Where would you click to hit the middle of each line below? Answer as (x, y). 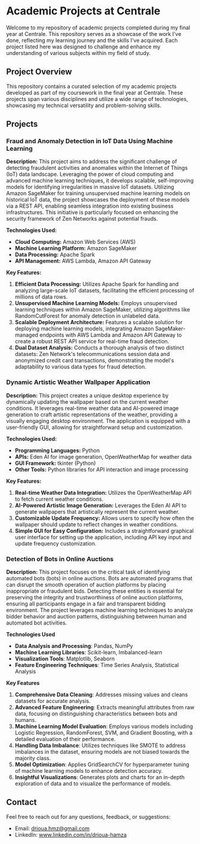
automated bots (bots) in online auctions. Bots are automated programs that (99, 578)
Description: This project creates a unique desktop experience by (87, 395)
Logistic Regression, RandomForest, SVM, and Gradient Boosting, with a (104, 733)
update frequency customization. (56, 543)
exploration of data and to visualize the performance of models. (93, 784)
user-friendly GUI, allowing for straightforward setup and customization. (95, 427)
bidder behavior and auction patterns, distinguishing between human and (96, 617)
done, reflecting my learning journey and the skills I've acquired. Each (92, 40)
